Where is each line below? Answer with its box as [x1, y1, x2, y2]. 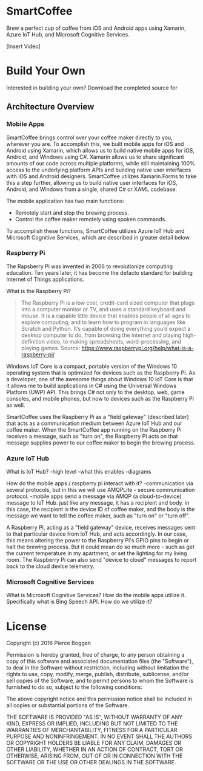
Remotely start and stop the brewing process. [15, 209, 129, 216]
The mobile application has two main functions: [6, 197, 125, 204]
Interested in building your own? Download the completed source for [6, 84, 178, 91]
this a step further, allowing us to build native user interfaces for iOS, [6, 179, 178, 186]
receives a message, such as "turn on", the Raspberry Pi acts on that [6, 432, 178, 440]
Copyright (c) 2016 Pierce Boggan [6, 640, 91, 647]
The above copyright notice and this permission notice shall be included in [6, 695, 192, 703]
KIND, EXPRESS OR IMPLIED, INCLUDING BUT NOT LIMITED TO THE [6, 720, 178, 727]
